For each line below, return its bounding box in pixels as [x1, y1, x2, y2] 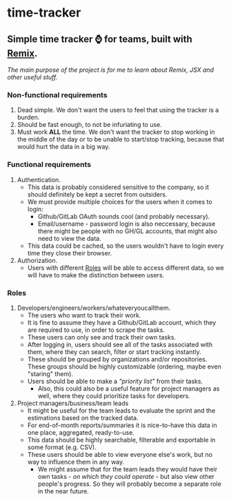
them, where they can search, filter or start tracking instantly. [27, 347, 201, 356]
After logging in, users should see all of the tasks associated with [27, 340, 212, 348]
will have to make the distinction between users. [27, 271, 165, 279]
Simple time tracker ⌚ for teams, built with [7, 33, 193, 45]
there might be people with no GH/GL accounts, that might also [37, 226, 217, 235]
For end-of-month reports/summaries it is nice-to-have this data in [27, 421, 217, 429]
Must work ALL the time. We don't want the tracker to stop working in [17, 128, 215, 136]
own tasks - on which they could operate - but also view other [37, 472, 215, 480]
